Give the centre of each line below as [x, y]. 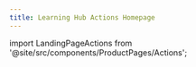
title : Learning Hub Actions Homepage [82, 17]
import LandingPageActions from [71, 43]
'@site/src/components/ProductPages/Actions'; [98, 52]
